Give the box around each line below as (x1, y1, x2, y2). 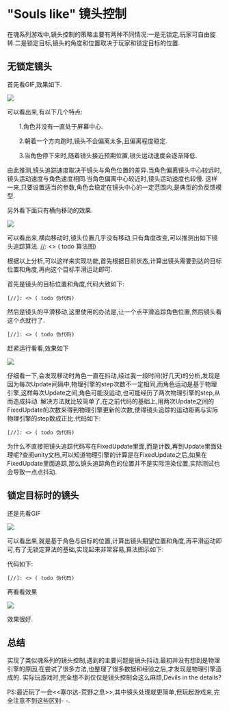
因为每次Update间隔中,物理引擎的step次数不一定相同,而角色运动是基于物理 (7, 379, 217, 388)
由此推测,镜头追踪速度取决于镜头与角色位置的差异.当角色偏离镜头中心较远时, (7, 166, 222, 174)
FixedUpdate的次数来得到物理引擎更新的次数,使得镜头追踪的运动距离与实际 (7, 406, 219, 414)
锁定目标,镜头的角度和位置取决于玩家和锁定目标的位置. (27, 38, 180, 47)
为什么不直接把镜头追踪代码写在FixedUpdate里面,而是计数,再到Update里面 (7, 442, 217, 450)
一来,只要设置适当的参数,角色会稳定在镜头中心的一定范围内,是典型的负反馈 (7, 183, 217, 191)
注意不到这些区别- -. (12, 697, 70, 705)
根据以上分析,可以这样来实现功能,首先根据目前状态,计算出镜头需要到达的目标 (7, 256, 222, 264)
